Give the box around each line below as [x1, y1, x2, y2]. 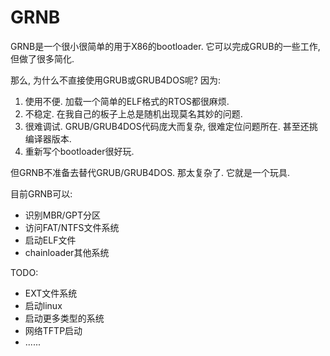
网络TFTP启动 [24, 324, 83, 336]
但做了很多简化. [10, 52, 75, 65]
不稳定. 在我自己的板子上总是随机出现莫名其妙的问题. [24, 107, 243, 120]
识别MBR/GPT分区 [24, 209, 102, 221]
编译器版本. [24, 132, 72, 145]
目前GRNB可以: [10, 187, 73, 200]
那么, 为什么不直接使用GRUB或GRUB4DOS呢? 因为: [10, 74, 221, 86]
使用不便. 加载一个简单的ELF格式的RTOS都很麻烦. [24, 95, 230, 107]
